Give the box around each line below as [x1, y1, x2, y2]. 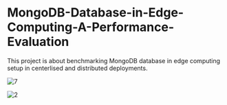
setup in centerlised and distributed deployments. [7, 64, 148, 72]
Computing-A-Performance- [7, 19, 175, 35]
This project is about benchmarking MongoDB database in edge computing [7, 56, 221, 65]
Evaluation [7, 34, 69, 49]
